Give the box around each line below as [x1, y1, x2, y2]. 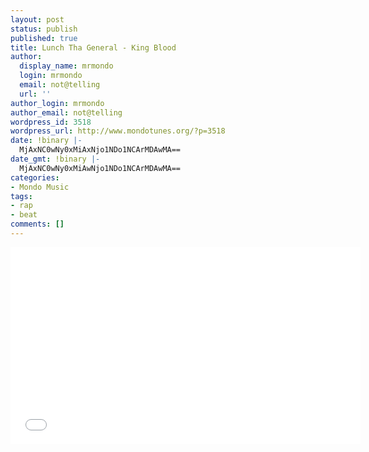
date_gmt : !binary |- [10, 154, 101, 164]
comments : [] [10, 219, 65, 230]
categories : [10, 172, 60, 183]
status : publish [10, 24, 78, 34]
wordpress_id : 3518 [10, 117, 92, 127]
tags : [10, 191, 33, 201]
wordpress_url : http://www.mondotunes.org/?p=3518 [10, 126, 226, 136]
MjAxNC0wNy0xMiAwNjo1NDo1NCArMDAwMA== [19, 163, 182, 173]
